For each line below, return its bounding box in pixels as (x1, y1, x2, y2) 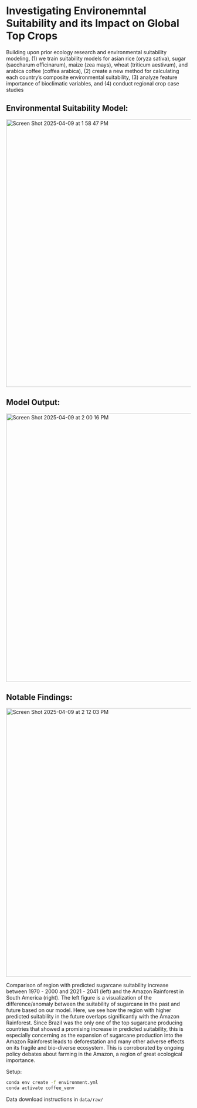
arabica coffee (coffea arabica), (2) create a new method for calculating (6, 67, 179, 74)
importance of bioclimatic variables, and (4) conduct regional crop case (6, 80, 179, 87)
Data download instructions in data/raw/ (6, 1096, 104, 1103)
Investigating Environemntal (6, 4, 147, 18)
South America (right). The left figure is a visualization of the (6, 994, 152, 1001)
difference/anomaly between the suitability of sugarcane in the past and (6, 1000, 181, 1008)
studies (6, 86, 24, 93)
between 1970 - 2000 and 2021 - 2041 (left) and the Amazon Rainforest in (6, 988, 184, 995)
